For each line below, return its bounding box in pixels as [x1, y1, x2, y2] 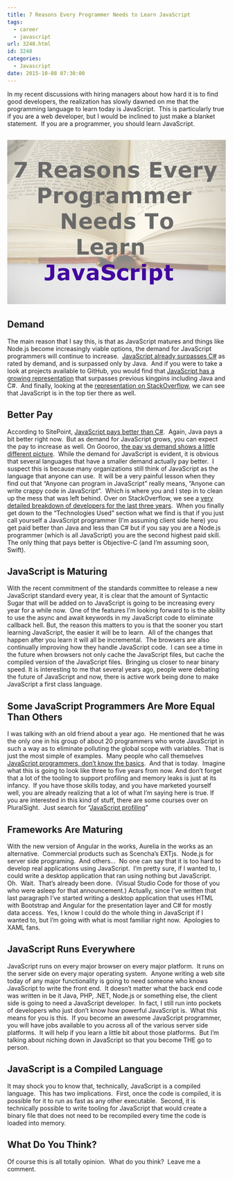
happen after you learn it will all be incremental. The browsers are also [7, 636, 210, 644]
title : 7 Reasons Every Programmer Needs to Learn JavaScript [7, 11, 191, 18]
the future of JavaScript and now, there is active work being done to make [7, 673, 219, 681]
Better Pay [7, 409, 53, 421]
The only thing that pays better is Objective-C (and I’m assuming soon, [7, 538, 209, 546]
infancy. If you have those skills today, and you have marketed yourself [7, 781, 212, 790]
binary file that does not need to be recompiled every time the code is [7, 1111, 207, 1119]
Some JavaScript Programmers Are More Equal [7, 700, 215, 712]
